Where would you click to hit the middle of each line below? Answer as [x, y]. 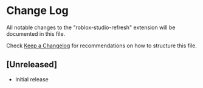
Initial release [32, 79]
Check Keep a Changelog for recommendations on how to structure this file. [102, 46]
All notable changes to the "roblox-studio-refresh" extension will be [91, 27]
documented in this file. [36, 33]
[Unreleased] [32, 65]
